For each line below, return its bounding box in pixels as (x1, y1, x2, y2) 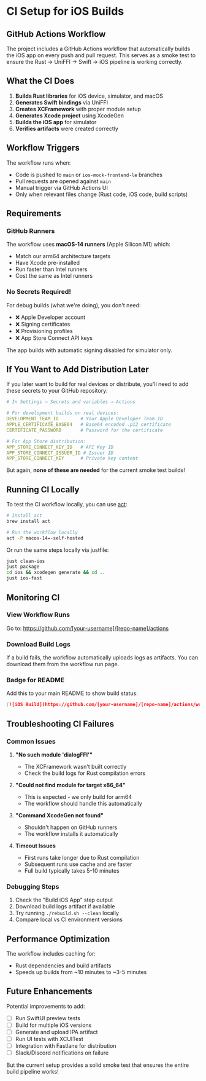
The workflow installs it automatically (24, 830, 118, 837)
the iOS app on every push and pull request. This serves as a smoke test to (6, 52, 196, 59)
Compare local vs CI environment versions (15, 916, 123, 923)
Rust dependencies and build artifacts (15, 962, 112, 969)
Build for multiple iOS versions (15, 1021, 92, 1029)
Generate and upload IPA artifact (15, 1028, 98, 1036)
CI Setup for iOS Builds (6, 4, 124, 18)
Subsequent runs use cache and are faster (24, 860, 132, 868)
